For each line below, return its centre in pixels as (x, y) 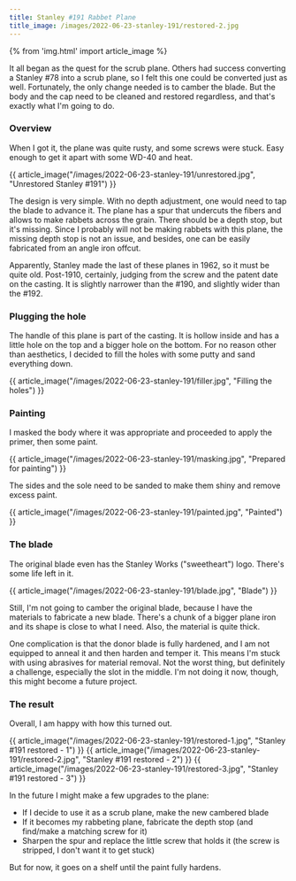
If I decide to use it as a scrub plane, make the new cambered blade (145, 812)
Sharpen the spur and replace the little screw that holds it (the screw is (151, 840)
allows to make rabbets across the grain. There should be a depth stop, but (146, 220)
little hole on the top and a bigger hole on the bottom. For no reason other (143, 345)
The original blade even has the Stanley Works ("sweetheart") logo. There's (147, 564)
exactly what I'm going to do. (62, 105)
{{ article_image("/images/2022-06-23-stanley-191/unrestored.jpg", (133, 174)
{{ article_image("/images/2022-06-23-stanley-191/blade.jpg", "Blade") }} (143, 591)
